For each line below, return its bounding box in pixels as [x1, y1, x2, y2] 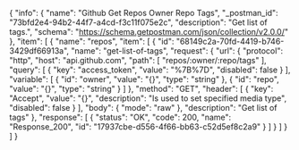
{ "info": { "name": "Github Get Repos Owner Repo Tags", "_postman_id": [9, 8, 279, 18]
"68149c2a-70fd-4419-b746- [175, 36, 285, 46]
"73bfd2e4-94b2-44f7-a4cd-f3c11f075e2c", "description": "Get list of [9, 17, 269, 28]
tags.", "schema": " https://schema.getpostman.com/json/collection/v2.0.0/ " [9, 27, 289, 37]
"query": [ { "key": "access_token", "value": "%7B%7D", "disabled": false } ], [9, 64, 291, 75]
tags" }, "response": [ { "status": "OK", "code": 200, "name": [9, 112, 232, 122]
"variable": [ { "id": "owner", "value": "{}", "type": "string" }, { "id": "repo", [9, 74, 279, 84]
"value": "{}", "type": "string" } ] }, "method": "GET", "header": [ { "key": [9, 84, 274, 94]
